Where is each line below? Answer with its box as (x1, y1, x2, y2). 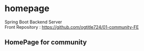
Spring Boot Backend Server (4, 19, 62, 25)
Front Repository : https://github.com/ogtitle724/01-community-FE (4, 24, 139, 30)
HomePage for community (4, 38, 87, 47)
